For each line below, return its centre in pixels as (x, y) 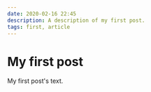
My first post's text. (35, 81)
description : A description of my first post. (76, 20)
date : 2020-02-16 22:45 (42, 14)
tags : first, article (39, 27)
